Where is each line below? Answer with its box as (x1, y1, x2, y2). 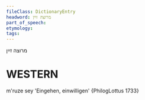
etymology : (6, 25, 33, 31)
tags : (6, 31, 20, 37)
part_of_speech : (6, 20, 46, 25)
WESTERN (6, 67, 58, 81)
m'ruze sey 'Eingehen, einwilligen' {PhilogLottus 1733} (6, 87, 140, 95)
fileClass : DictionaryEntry (6, 8, 76, 15)
